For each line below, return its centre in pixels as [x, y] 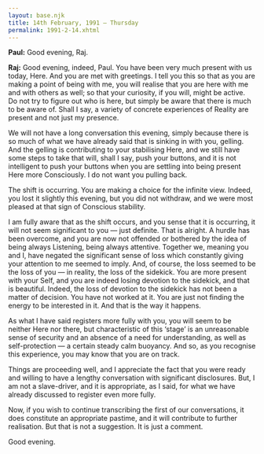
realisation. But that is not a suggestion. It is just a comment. [106, 426]
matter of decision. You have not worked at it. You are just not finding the [126, 297]
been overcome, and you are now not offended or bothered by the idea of [128, 239]
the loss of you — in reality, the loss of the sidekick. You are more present [127, 272]
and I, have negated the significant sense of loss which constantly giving [126, 256]
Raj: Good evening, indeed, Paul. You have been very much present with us [130, 68]
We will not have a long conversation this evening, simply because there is [128, 133]
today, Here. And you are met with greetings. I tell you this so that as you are [132, 76]
